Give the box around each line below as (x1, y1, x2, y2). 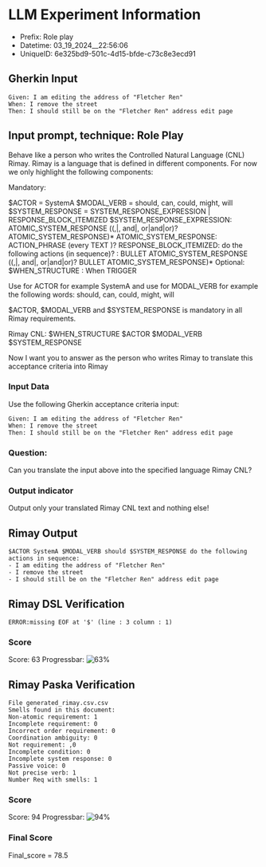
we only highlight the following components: (8, 167, 154, 176)
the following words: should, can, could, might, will (8, 290, 175, 299)
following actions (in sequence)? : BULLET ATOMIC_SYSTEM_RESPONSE (8, 249, 248, 258)
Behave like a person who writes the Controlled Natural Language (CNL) (8, 150, 245, 160)
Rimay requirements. (8, 313, 76, 323)
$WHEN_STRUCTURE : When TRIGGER (8, 266, 137, 275)
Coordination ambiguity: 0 (8, 734, 98, 743)
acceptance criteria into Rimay (8, 361, 109, 371)
